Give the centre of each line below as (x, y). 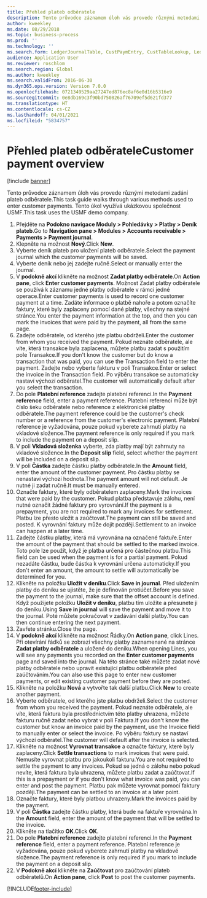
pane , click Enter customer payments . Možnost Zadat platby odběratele (108, 283)
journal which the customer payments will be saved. (82, 257)
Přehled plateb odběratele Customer (100, 151)
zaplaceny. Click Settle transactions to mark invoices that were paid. (103, 753)
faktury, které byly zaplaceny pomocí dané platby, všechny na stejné (103, 309)
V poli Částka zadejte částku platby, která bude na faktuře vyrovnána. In (107, 812)
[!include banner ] (29, 181)
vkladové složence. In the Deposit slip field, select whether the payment (107, 453)
